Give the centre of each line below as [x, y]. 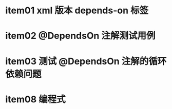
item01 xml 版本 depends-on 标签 [77, 10]
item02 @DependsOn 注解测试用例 [80, 36]
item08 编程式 [35, 99]
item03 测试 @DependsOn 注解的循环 [86, 61]
